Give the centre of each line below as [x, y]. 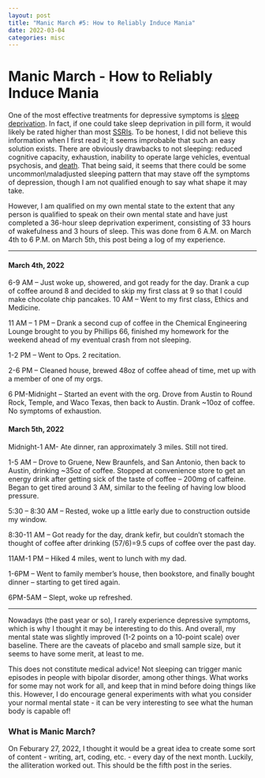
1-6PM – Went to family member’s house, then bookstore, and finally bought [131, 573]
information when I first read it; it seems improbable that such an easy [122, 141]
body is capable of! [39, 711]
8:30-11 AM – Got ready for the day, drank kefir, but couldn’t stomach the [126, 535]
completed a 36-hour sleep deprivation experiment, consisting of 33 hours [129, 223]
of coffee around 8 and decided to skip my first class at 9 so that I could [125, 291]
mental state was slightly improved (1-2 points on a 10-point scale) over [124, 637]
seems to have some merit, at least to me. [76, 653]
